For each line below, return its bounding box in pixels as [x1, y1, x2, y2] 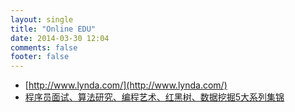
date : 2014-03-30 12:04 [10, 33, 110, 43]
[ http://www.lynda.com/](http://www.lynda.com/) [24, 79, 228, 91]
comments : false [10, 42, 78, 53]
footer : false [10, 52, 70, 62]
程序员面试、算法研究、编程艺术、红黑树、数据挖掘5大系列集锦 [24, 91, 285, 103]
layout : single [10, 14, 74, 25]
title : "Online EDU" [10, 24, 97, 34]
